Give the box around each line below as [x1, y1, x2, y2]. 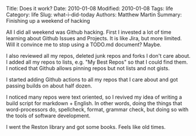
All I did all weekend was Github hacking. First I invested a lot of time [6, 29, 171, 36]
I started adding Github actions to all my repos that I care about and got [6, 76, 178, 83]
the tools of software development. [6, 112, 91, 119]
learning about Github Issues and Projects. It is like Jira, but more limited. [6, 35, 183, 41]
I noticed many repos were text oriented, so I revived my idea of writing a [6, 93, 183, 100]
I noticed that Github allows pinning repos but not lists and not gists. [6, 65, 170, 72]
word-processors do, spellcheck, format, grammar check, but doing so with [6, 106, 189, 113]
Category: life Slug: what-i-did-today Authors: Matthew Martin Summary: [6, 11, 183, 18]
